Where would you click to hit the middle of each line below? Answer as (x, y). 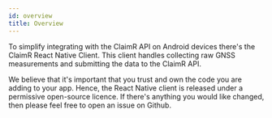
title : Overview (36, 23)
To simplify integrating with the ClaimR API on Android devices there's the (132, 46)
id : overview (30, 16)
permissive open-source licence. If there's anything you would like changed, (136, 96)
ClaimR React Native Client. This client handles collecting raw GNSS (122, 55)
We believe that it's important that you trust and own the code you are (125, 79)
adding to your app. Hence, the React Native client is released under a (126, 88)
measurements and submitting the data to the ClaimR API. (105, 63)
